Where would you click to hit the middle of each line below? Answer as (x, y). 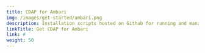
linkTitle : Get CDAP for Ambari (47, 29)
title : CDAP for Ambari (37, 12)
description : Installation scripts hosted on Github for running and (97, 23)
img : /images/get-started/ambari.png (54, 18)
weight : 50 (20, 40)
